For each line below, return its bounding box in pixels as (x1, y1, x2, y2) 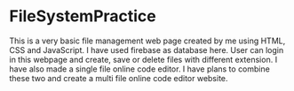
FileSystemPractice (9, 6, 157, 27)
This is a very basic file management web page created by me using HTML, (9, 35, 286, 46)
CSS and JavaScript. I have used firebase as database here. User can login (9, 44, 284, 55)
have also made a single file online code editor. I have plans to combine (9, 64, 271, 74)
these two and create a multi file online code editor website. (9, 72, 228, 83)
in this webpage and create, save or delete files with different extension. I (9, 54, 278, 64)
